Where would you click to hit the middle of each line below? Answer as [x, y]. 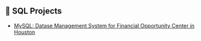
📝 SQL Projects [33, 11]
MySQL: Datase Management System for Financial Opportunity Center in [104, 25]
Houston [24, 32]
